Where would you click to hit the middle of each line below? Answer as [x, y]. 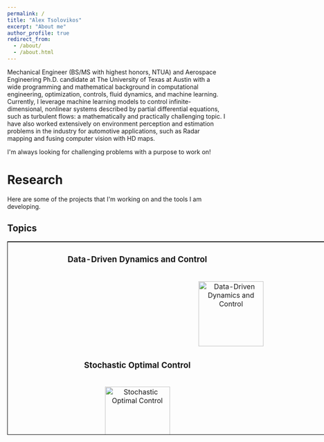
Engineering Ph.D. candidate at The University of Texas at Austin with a [109, 79]
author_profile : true [38, 33]
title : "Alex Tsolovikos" [44, 20]
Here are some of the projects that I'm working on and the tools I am [105, 199]
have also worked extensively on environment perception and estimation [111, 124]
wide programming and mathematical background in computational [103, 87]
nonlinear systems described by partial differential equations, [132, 109]
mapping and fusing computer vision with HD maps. [81, 138]
